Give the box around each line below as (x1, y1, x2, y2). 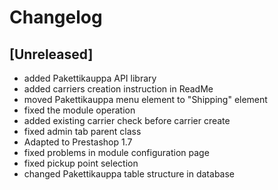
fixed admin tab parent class (23, 126, 142, 137)
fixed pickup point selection (23, 157, 139, 169)
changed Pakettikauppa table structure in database (23, 168, 236, 180)
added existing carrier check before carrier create (23, 115, 231, 126)
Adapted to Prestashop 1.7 (23, 136, 133, 148)
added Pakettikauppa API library (23, 72, 157, 84)
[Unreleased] (9, 46, 94, 63)
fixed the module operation (23, 104, 136, 116)
